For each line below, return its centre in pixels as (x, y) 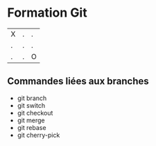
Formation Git (47, 13)
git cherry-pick (38, 135)
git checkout (35, 113)
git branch (32, 98)
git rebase (32, 127)
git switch (31, 105)
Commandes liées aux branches (78, 81)
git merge (31, 120)
